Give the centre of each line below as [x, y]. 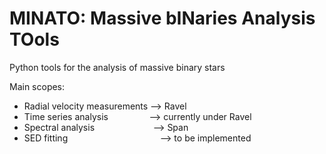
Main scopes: [37, 86]
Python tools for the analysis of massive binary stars [117, 67]
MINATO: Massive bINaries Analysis [162, 18]
